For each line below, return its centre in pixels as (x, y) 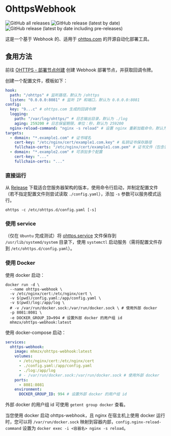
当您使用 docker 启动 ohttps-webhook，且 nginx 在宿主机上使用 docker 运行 (85, 416)
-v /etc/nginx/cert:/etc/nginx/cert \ (51, 294)
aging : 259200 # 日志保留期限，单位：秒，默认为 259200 (69, 123)
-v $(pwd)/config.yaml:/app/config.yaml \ (55, 298)
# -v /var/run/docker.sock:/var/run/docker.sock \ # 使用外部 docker (84, 308)
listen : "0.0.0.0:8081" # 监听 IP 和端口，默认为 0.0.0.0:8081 (75, 100)
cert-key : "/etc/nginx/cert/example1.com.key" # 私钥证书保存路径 (83, 143)
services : (16, 342)
